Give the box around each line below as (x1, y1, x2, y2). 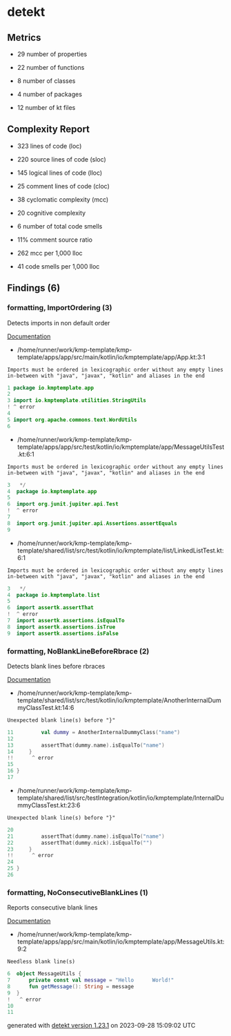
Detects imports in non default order (7, 318, 110, 327)
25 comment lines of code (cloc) (17, 182, 110, 190)
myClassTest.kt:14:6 (17, 703, 74, 711)
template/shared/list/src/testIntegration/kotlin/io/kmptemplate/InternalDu (17, 794, 224, 802)
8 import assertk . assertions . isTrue (7, 623, 116, 631)
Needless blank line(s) (7, 958, 76, 966)
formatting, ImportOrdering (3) (7, 303, 112, 313)
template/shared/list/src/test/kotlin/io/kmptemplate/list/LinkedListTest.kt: (17, 546, 224, 555)
